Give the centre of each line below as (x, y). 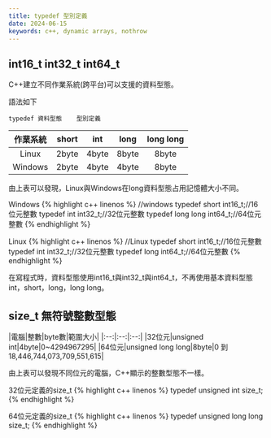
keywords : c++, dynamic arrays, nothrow (78, 31)
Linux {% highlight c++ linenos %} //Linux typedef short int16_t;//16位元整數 (135, 241)
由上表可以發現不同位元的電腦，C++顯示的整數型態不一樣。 (109, 373)
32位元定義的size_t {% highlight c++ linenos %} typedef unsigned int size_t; (136, 390)
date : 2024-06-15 (38, 24)
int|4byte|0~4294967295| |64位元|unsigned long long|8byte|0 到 (118, 347)
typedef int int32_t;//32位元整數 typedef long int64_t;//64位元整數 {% (125, 252)
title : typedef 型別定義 (48, 16)
